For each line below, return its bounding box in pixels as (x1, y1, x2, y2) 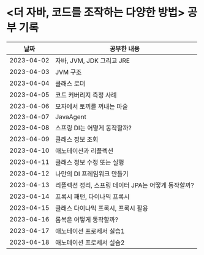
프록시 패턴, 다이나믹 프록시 (55, 192, 130, 201)
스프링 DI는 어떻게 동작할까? (55, 124, 132, 132)
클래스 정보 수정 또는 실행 (55, 158, 124, 166)
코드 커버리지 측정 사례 (55, 91, 117, 99)
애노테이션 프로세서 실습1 (55, 227, 125, 235)
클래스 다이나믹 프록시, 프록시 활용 (55, 204, 149, 212)
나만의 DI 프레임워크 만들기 (55, 169, 129, 178)
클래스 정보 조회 (55, 135, 99, 144)
